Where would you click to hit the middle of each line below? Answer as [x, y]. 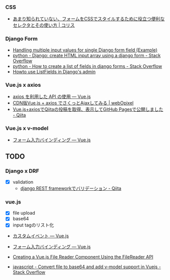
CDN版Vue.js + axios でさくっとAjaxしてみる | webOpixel [73, 103]
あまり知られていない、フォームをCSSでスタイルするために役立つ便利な [89, 19]
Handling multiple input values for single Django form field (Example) [85, 50]
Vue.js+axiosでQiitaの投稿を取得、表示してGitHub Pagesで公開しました [88, 109]
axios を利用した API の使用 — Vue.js [52, 96]
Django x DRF [22, 171]
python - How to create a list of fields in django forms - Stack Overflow [87, 66]
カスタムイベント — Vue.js [41, 236]
